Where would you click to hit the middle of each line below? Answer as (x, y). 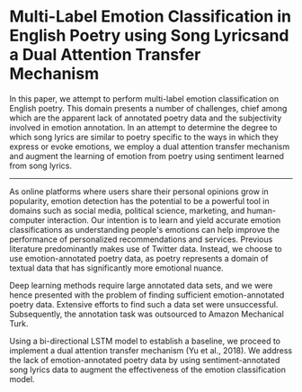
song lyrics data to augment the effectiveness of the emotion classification (147, 370)
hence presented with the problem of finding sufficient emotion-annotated (147, 295)
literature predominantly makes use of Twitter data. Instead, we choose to (146, 248)
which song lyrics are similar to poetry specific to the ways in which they (144, 137)
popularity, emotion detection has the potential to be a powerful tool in (139, 200)
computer (27, 220)
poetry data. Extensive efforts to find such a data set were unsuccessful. (144, 304)
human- (262, 210)
